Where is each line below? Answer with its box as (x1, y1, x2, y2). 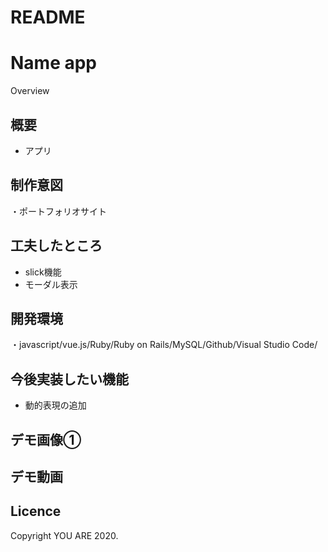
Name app (10, 52, 98, 75)
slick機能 (24, 266, 62, 278)
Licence (10, 503, 62, 520)
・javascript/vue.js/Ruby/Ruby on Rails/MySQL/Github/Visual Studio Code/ (10, 339, 318, 351)
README (10, 6, 86, 29)
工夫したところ (10, 237, 103, 255)
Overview (10, 85, 50, 97)
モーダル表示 (24, 278, 78, 290)
